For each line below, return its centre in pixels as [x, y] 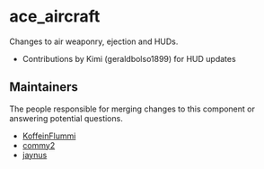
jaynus [35, 155]
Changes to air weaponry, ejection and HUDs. [94, 41]
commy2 [39, 145]
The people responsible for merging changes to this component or [132, 109]
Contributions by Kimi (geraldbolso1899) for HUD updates [129, 58]
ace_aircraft [55, 17]
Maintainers [44, 87]
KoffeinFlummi [49, 136]
